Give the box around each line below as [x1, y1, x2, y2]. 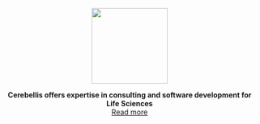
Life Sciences [106, 99, 153, 108]
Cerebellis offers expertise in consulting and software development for [7, 90, 252, 100]
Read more [111, 107, 148, 117]
